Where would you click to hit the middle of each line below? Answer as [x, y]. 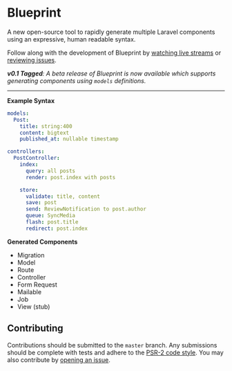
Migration [31, 255]
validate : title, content [62, 196]
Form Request [37, 284]
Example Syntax [31, 100]
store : [29, 190]
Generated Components [42, 242]
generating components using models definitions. [77, 80]
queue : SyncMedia [50, 216]
